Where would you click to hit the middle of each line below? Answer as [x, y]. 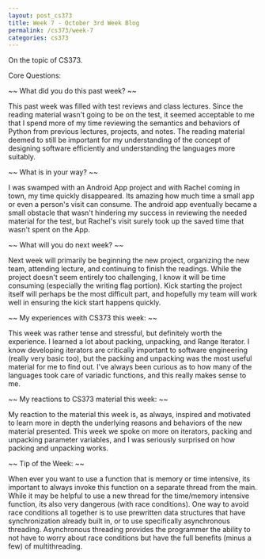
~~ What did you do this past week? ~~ [72, 91]
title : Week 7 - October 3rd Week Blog [74, 23]
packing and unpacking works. [59, 448]
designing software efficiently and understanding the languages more [122, 148]
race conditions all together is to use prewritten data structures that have [127, 513]
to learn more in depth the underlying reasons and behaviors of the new [125, 423]
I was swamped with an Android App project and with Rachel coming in [124, 188]
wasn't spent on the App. [49, 230]
